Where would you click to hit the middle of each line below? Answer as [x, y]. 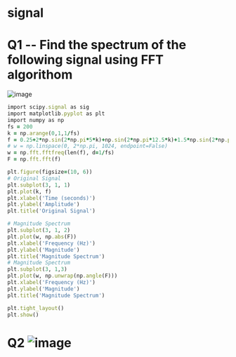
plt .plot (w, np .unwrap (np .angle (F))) [63, 276]
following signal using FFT [85, 60]
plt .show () [23, 315]
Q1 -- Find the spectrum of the [97, 45]
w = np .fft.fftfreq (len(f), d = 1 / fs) [61, 153]
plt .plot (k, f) [29, 191]
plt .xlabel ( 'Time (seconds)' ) [52, 198]
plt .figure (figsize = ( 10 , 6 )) [50, 172]
